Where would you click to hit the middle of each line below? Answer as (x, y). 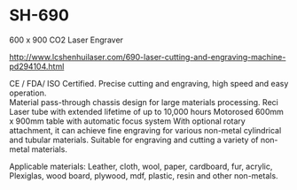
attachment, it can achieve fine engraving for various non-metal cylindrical (145, 130)
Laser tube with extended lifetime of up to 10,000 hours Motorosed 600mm (146, 111)
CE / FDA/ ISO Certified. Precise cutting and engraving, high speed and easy (149, 83)
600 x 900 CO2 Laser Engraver (66, 40)
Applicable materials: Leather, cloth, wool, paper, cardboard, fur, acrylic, (141, 166)
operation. (28, 93)
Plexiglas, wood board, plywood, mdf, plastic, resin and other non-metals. (144, 175)
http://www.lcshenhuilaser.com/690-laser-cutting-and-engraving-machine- (148, 57)
